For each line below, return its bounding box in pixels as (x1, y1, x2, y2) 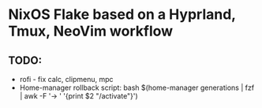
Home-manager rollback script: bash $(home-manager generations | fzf (19, 83, 255, 92)
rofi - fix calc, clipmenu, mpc (19, 75, 114, 84)
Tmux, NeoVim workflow (8, 22, 174, 40)
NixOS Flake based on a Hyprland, (8, 6, 236, 24)
